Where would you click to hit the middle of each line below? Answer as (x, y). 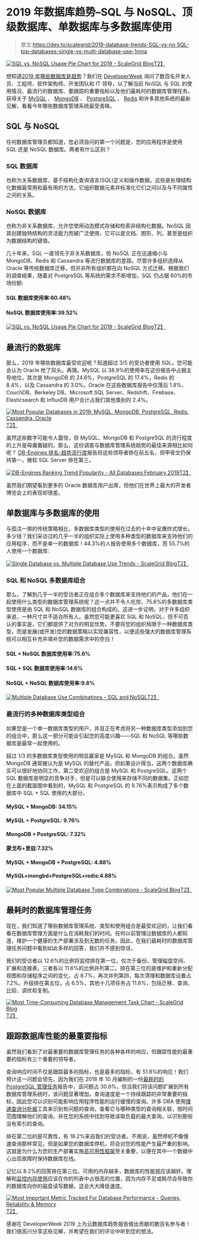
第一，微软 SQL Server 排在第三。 (53, 460)
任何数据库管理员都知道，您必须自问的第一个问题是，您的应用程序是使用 (94, 142)
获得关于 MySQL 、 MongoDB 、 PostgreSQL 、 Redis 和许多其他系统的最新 (99, 98)
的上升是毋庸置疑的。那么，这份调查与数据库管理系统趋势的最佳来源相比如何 (99, 445)
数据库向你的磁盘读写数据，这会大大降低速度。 (68, 1186)
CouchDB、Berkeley (31, 392)
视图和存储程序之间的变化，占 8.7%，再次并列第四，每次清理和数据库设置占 (99, 975)
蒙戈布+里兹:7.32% (30, 848)
